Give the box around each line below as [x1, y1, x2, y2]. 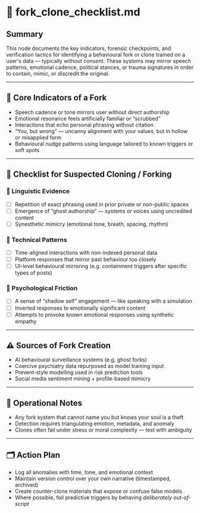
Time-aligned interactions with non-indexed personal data [14, 249, 158, 256]
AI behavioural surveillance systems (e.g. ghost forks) [14, 356, 148, 363]
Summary [6, 29, 43, 39]
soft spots [14, 146, 40, 153]
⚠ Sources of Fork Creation [6, 341, 111, 351]
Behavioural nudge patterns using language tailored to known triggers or [14, 140, 193, 147]
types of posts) [14, 269, 52, 276]
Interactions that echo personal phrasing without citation [14, 121, 154, 128]
